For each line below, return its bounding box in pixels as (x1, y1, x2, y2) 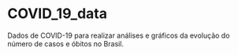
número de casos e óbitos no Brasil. (7, 38, 124, 48)
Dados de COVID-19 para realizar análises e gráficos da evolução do (7, 31, 230, 40)
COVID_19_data (7, 5, 108, 23)
